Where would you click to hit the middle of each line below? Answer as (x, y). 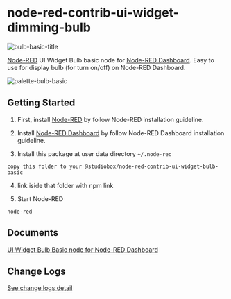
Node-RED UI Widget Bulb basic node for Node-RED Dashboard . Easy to (111, 60)
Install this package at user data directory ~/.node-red (94, 153)
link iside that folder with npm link (65, 185)
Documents (33, 233)
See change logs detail (40, 288)
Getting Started (41, 103)
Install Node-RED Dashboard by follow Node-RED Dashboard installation (121, 133)
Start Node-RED (40, 198)
